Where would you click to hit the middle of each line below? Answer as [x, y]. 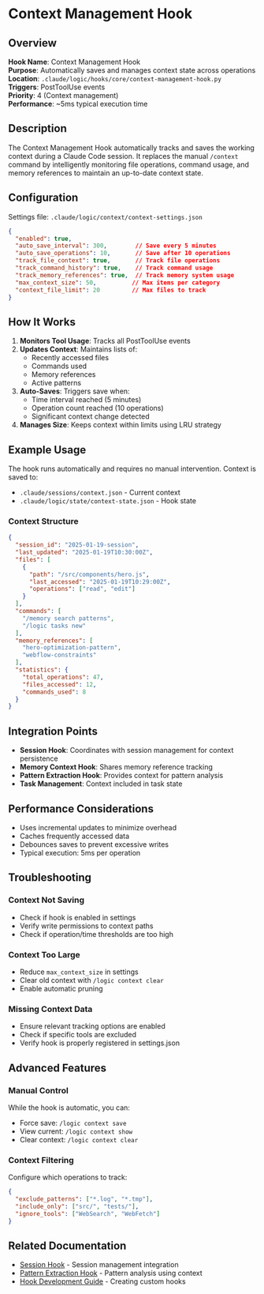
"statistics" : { [42, 670]
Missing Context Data [50, 1009]
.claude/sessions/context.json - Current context [100, 492]
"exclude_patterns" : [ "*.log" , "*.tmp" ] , [84, 1199]
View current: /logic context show [76, 1131]
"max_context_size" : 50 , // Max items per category [118, 282]
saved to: [23, 477]
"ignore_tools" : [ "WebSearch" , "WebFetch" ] [87, 1213]
